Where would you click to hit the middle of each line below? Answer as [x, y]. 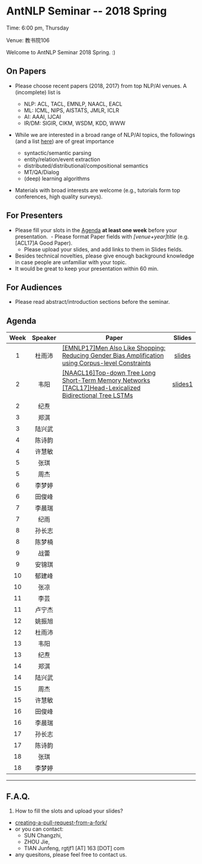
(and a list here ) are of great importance [64, 141]
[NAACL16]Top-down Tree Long [109, 373]
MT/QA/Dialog [41, 172]
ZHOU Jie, [37, 842]
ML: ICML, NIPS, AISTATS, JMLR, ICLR [71, 110]
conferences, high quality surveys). [59, 197]
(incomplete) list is [38, 92]
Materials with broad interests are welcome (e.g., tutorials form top [97, 190]
